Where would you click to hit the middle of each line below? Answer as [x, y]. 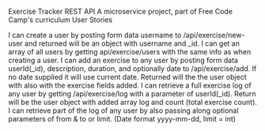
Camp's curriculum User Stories [61, 20]
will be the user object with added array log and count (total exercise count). [132, 102]
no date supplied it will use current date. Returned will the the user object [127, 77]
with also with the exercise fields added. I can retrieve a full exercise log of [130, 85]
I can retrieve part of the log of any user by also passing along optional [123, 110]
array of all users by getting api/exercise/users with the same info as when [130, 52]
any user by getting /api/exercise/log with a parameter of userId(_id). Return [132, 94]
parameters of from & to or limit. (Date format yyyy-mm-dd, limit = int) [122, 119]
